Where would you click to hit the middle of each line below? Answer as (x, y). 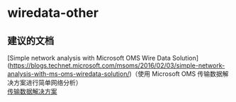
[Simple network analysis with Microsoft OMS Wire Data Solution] (103, 58)
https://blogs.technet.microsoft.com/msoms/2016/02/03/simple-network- (117, 65)
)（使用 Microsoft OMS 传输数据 (176, 74)
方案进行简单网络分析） (47, 83)
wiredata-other (53, 13)
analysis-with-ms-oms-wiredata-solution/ (68, 74)
